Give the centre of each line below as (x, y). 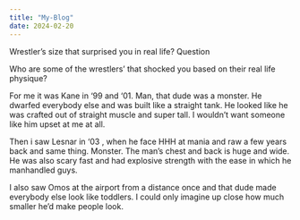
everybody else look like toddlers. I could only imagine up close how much (147, 197)
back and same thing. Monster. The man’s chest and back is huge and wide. (150, 151)
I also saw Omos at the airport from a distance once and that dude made (143, 187)
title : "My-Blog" (42, 17)
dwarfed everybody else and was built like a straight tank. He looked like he (149, 105)
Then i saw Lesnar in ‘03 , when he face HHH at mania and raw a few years (148, 141)
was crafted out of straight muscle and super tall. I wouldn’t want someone (147, 114)
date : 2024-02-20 (42, 26)
